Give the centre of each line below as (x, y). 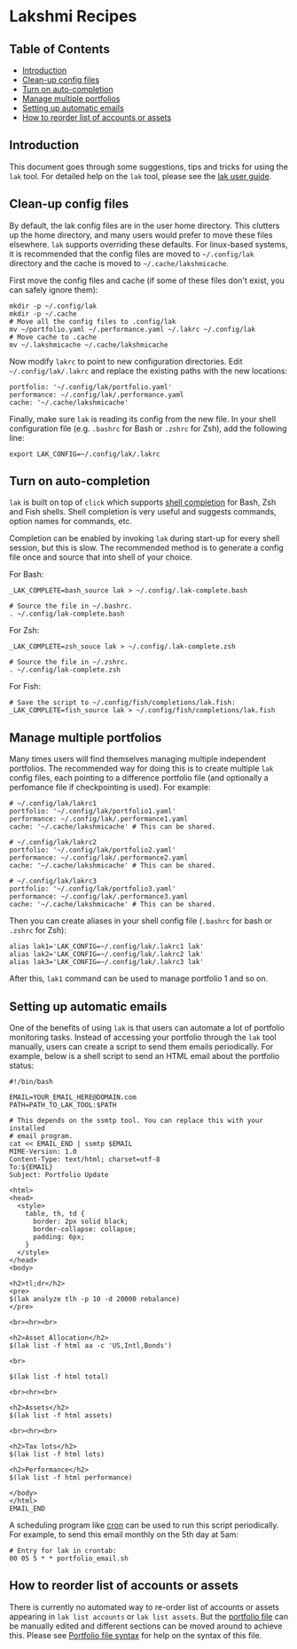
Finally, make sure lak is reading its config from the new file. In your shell (143, 419)
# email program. (41, 1136)
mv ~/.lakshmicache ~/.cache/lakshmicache (89, 345)
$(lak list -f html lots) (57, 1455)
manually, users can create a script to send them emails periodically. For (141, 1047)
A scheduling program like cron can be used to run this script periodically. (144, 1525)
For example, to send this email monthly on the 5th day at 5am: (124, 1535)
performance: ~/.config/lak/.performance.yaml (97, 395)
